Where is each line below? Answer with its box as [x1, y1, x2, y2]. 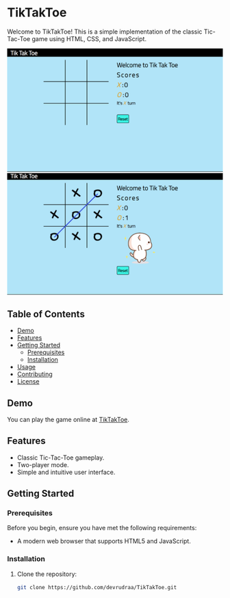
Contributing [16, 370, 53, 378]
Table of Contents [7, 308, 86, 320]
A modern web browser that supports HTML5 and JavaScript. [16, 537, 192, 545]
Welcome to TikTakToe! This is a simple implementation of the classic [7, 27, 203, 36]
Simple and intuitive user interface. [16, 468, 116, 476]
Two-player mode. [16, 460, 70, 469]
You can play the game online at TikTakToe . [7, 415, 130, 423]
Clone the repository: [16, 570, 77, 578]
